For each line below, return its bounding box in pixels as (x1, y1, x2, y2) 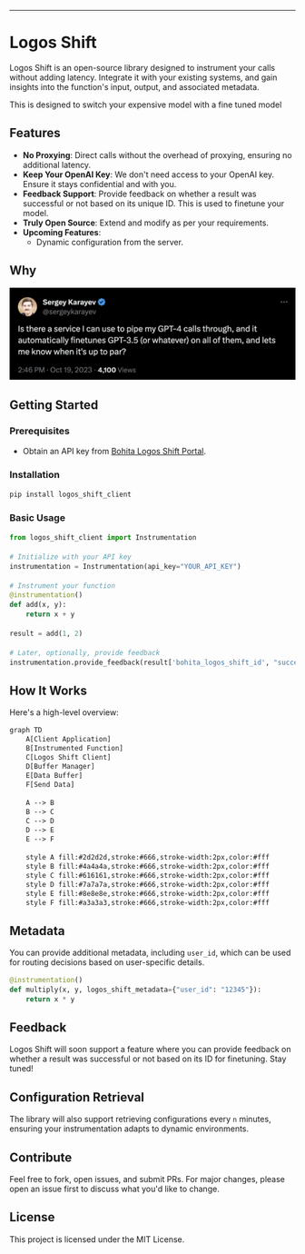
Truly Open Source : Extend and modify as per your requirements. (22, 217, 270, 228)
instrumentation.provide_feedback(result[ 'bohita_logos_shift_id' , (9, 658, 271, 667)
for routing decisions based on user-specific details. (9, 957, 205, 968)
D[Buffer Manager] (25, 762, 95, 771)
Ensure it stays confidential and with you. (22, 178, 177, 189)
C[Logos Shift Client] (25, 753, 112, 762)
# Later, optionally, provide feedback (9, 648, 161, 657)
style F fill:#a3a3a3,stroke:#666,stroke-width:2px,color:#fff (25, 899, 271, 908)
